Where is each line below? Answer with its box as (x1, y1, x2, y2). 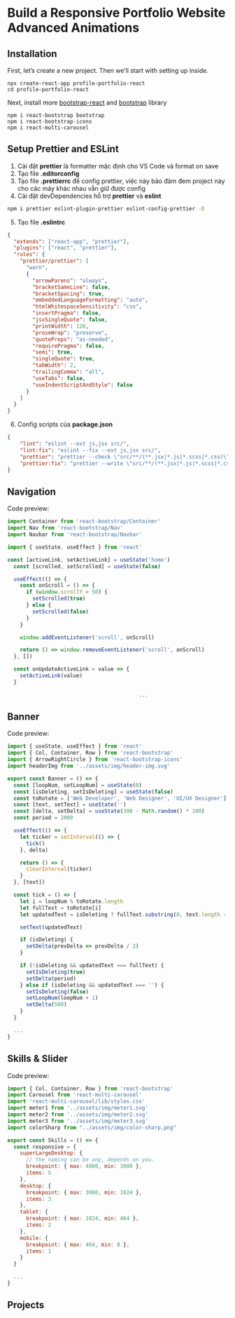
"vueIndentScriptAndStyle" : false (32, 381, 133, 389)
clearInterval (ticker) (25, 866, 92, 873)
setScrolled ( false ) (32, 608, 90, 615)
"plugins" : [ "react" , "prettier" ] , (13, 244, 117, 252)
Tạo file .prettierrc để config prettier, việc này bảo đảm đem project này (17, 177, 225, 185)
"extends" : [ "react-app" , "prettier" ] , (13, 238, 130, 245)
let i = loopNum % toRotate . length (20, 898, 124, 905)
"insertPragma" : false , (32, 310, 101, 317)
